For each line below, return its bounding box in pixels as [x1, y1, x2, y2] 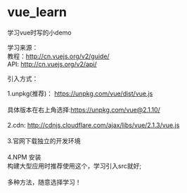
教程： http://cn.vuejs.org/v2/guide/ [7, 52, 110, 60]
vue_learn [7, 4, 67, 20]
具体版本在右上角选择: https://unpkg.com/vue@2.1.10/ [7, 105, 160, 114]
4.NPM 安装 [7, 152, 41, 161]
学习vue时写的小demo [7, 28, 72, 36]
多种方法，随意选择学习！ [7, 178, 82, 186]
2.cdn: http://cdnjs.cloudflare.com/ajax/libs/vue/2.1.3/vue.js [7, 121, 180, 129]
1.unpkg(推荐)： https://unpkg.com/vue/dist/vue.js [7, 89, 153, 98]
